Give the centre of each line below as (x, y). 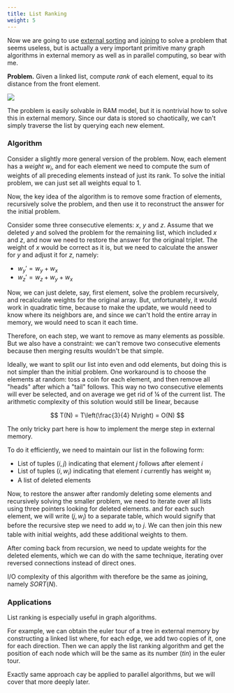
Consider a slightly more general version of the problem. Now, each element (117, 159)
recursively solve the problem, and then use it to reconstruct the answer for (116, 203)
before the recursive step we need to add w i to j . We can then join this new (115, 526)
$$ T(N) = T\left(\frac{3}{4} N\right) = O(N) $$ (117, 415)
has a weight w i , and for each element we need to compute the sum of (109, 167)
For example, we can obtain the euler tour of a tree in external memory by (113, 631)
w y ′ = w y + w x (37, 269)
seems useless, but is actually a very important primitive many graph (106, 48)
